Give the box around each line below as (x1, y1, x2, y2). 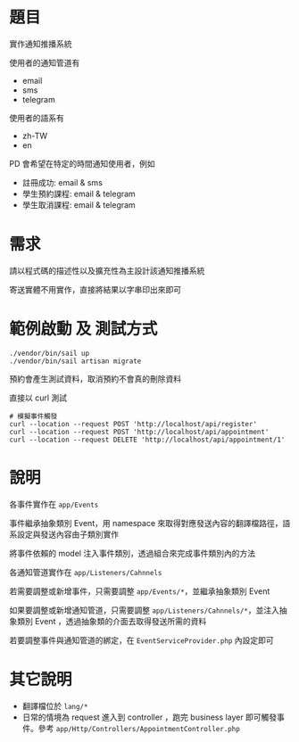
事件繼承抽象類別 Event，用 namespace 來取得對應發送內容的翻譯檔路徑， (9, 517, 283, 528)
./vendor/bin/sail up (9, 349, 90, 358)
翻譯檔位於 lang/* (21, 700, 88, 711)
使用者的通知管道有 (9, 57, 80, 68)
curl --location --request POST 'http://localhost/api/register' (9, 419, 257, 428)
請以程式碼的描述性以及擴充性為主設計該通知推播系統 (9, 265, 205, 276)
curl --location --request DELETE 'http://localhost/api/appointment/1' (9, 435, 286, 444)
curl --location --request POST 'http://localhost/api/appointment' (9, 427, 270, 436)
